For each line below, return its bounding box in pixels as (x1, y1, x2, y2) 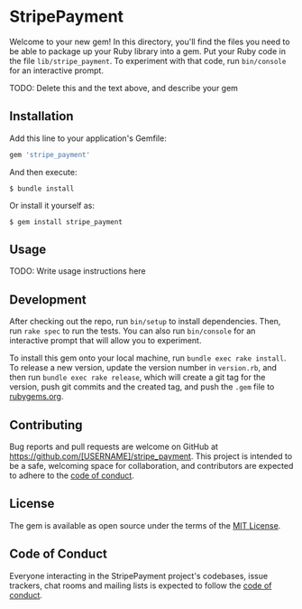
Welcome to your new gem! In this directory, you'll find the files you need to (9, 36, 290, 47)
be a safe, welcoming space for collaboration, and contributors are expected (9, 461, 294, 472)
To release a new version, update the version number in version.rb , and (9, 362, 278, 373)
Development (9, 292, 87, 307)
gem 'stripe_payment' (9, 150, 91, 159)
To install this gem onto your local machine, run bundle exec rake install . (9, 352, 287, 363)
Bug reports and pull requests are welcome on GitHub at (9, 441, 219, 453)
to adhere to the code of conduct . (9, 470, 135, 481)
